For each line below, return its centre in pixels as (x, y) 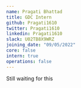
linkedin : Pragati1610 (34, 34)
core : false (21, 51)
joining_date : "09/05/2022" (41, 45)
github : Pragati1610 (32, 23)
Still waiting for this (30, 78)
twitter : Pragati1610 (33, 28)
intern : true (22, 56)
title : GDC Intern (29, 17)
